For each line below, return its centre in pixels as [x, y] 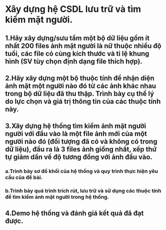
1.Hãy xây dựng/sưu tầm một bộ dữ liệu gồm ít [77, 38]
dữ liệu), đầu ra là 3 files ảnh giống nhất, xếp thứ [81, 149]
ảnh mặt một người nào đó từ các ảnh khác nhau [81, 86]
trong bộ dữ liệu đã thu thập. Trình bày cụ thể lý [80, 94]
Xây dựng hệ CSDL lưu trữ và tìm [73, 9]
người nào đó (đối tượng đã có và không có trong [81, 142]
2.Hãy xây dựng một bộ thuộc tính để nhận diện [80, 78]
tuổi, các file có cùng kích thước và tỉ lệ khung [77, 53]
